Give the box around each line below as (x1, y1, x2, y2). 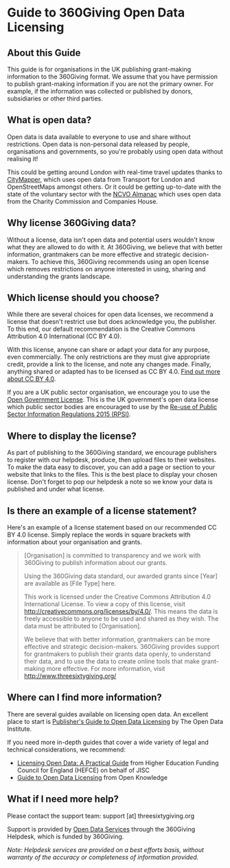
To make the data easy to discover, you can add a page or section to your (7, 463, 215, 471)
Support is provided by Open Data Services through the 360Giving (7, 825, 196, 833)
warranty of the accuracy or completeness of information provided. (7, 853, 199, 861)
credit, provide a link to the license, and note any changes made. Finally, (7, 360, 211, 369)
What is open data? (7, 114, 91, 126)
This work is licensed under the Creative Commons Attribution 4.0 (23, 592, 211, 601)
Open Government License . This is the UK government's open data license (7, 395, 218, 404)
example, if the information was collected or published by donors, (7, 87, 193, 95)
